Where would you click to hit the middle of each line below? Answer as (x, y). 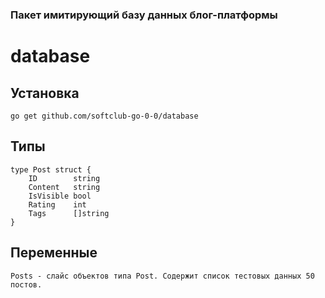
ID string (64, 178)
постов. (26, 284)
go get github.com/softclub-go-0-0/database (104, 116)
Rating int (57, 204)
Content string (64, 187)
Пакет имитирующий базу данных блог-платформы (144, 15)
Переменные (54, 253)
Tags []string (69, 213)
